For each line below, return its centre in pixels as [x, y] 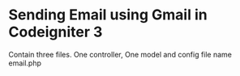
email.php [25, 63]
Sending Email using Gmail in [108, 15]
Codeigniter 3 [56, 32]
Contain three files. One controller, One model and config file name [120, 54]
